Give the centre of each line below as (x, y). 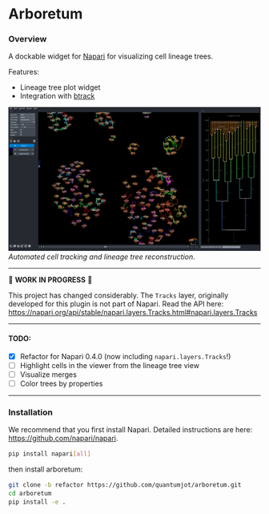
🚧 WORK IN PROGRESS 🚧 (50, 280)
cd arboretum (30, 493)
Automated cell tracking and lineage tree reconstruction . (102, 257)
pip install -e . (37, 502)
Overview (28, 39)
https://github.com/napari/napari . (63, 439)
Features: (24, 72)
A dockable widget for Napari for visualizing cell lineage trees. (111, 56)
